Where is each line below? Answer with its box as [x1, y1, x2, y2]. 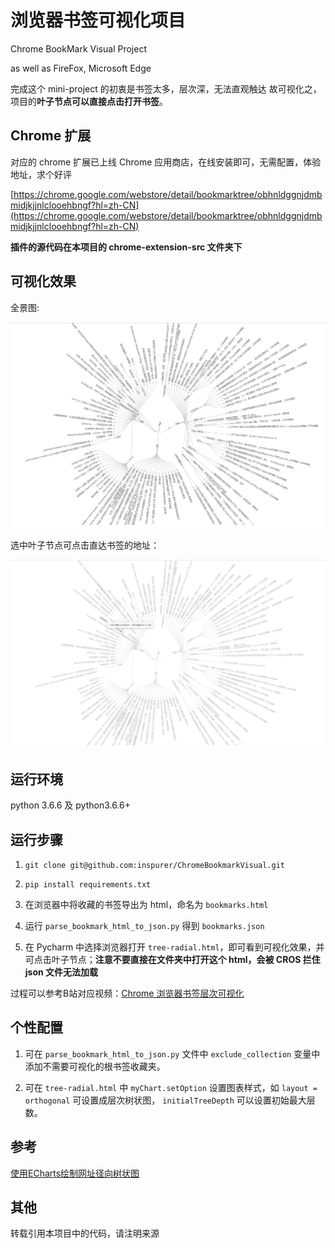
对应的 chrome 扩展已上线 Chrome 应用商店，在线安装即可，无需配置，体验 [10, 156, 322, 168]
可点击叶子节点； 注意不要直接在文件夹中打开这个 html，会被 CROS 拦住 [24, 953, 321, 965]
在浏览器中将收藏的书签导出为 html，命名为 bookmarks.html [24, 898, 269, 910]
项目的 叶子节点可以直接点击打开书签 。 [10, 95, 168, 107]
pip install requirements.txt [24, 879, 152, 890]
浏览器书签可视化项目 [10, 9, 187, 32]
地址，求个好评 [10, 168, 72, 180]
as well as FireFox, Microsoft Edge [10, 62, 152, 74]
